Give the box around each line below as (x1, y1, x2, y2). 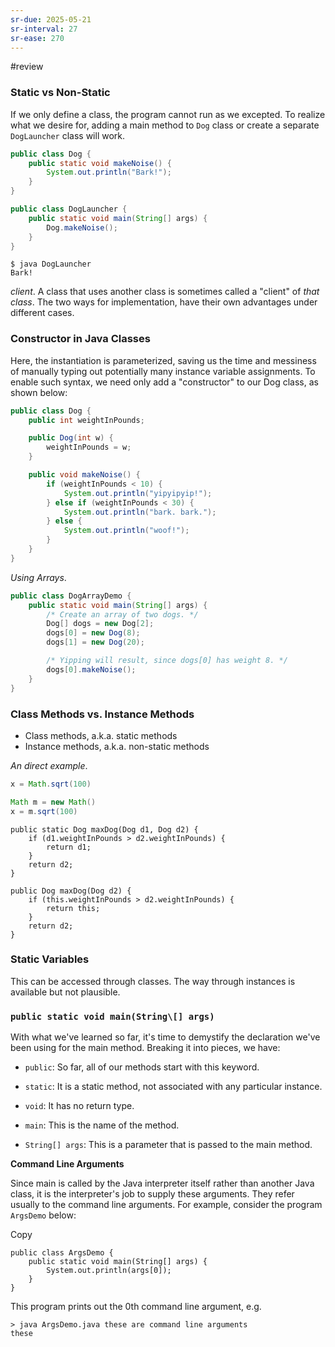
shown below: (10, 386, 68, 398)
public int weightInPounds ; (28, 415, 145, 425)
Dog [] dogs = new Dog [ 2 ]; (46, 619, 155, 629)
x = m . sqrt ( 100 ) (10, 806, 78, 816)
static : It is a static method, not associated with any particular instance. (24, 1081, 323, 1093)
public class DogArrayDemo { (10, 591, 132, 601)
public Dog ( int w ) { (28, 433, 114, 443)
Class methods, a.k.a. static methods (24, 729, 178, 741)
